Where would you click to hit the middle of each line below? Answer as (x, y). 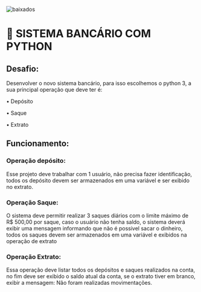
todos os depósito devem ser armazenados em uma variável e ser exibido (98, 180)
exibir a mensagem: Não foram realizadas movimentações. (79, 283)
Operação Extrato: (34, 256)
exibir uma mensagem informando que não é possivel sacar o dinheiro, (94, 228)
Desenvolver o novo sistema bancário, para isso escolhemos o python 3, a (99, 83)
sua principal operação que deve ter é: (54, 90)
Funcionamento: (38, 144)
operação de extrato (32, 241)
